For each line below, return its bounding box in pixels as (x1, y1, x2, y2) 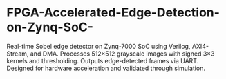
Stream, (6, 49, 29, 58)
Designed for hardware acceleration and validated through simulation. (6, 64, 205, 72)
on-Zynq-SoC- (6, 19, 94, 35)
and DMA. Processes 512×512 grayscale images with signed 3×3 (30, 49, 215, 58)
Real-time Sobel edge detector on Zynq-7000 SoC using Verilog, (6, 42, 191, 50)
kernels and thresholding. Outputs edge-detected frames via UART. (6, 56, 199, 65)
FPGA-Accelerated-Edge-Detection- (6, 5, 220, 21)
